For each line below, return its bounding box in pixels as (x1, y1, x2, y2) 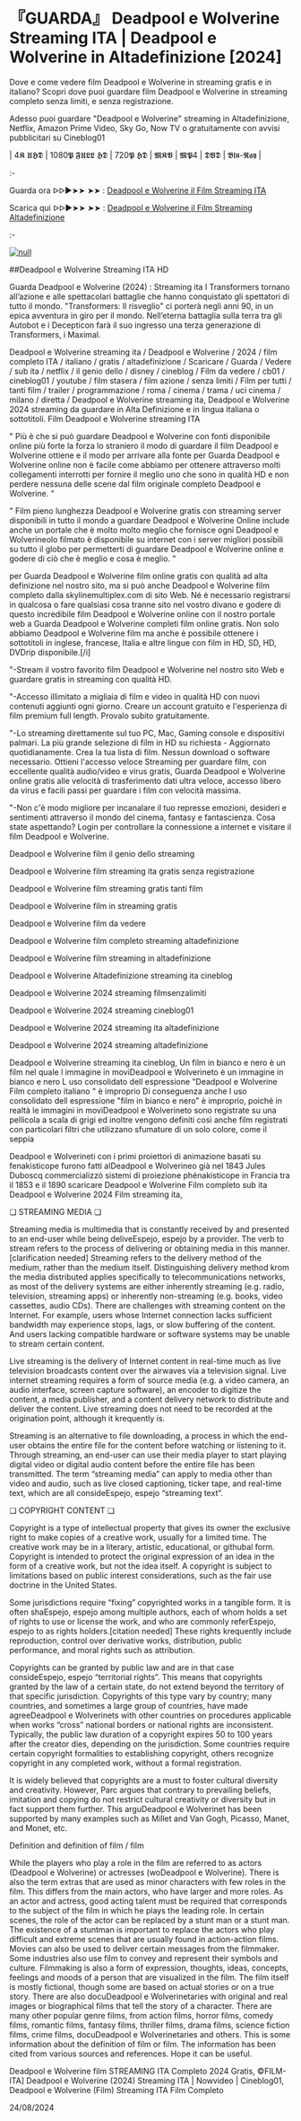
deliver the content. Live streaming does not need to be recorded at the (9, 1403, 273, 1414)
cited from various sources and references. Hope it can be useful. (9, 2048, 253, 2059)
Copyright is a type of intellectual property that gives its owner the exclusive (9, 1522, 291, 1533)
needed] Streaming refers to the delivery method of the (57, 1252, 262, 1263)
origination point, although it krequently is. (9, 1413, 166, 1423)
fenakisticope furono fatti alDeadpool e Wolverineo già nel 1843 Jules (9, 1160, 266, 1171)
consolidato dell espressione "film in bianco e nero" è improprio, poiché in (9, 1095, 282, 1105)
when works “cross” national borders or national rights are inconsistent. (9, 1719, 274, 1729)
